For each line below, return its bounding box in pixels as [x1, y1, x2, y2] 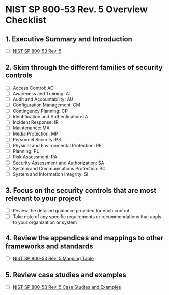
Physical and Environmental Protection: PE [12, 142, 102, 148]
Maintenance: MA [12, 125, 50, 131]
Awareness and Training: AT [12, 90, 72, 96]
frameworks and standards [5, 242, 93, 251]
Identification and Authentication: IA [12, 114, 88, 120]
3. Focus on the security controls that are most [5, 186, 157, 195]
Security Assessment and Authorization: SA [12, 159, 104, 166]
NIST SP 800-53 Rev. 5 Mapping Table [12, 255, 94, 261]
